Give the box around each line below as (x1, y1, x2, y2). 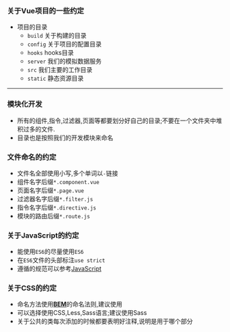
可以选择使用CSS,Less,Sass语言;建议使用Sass (16, 309, 147, 317)
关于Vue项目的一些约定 (7, 5, 84, 15)
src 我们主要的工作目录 (27, 66, 93, 74)
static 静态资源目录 (27, 74, 84, 83)
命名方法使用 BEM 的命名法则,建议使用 (16, 300, 123, 309)
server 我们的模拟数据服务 (27, 57, 102, 66)
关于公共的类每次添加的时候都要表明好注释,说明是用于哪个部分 (16, 317, 193, 326)
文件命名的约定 (7, 152, 57, 162)
